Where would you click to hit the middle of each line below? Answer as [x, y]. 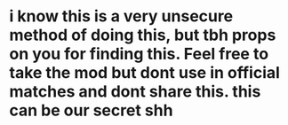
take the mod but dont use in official [144, 73]
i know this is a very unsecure [121, 16]
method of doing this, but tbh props [143, 35]
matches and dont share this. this [135, 92]
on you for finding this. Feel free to [139, 54]
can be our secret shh [91, 110]
